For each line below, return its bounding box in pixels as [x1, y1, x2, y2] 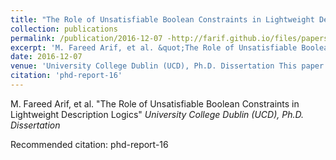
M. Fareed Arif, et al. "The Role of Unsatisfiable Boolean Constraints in [10, 97, 300, 110]
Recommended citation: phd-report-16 [10, 138, 169, 150]
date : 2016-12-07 [10, 52, 83, 62]
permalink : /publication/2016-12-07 [10, 33, 163, 43]
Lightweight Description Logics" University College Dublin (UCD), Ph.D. [10, 108, 304, 120]
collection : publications [10, 24, 118, 34]
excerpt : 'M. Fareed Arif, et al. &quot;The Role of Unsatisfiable [10, 42, 298, 53]
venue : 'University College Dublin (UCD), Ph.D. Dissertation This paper [10, 61, 325, 71]
